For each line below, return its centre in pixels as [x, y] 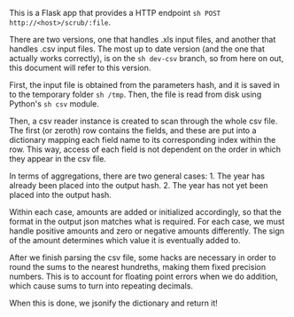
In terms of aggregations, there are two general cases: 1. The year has [137, 176]
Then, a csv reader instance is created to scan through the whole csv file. [143, 121]
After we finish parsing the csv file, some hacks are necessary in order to [143, 258]
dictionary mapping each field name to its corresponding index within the [143, 140]
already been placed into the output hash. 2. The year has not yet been [139, 185]
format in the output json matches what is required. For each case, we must [147, 222]
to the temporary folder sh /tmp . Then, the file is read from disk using [135, 94]
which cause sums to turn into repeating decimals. [101, 286]
